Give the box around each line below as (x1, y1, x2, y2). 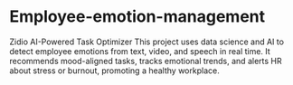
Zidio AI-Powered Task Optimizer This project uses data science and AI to (9, 36, 285, 47)
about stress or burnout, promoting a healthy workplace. (9, 65, 220, 76)
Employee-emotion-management (9, 6, 266, 27)
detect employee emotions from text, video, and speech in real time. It (9, 45, 271, 56)
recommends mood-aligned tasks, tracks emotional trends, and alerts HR (9, 55, 282, 66)
